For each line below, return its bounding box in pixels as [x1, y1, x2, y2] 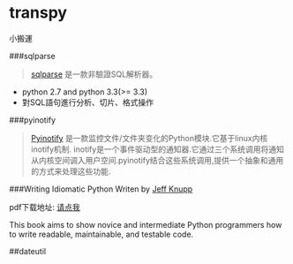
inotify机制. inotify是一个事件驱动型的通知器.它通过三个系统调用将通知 [30, 144, 284, 155]
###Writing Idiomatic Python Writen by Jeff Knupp [9, 184, 193, 194]
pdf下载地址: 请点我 [9, 201, 81, 212]
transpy [9, 3, 68, 23]
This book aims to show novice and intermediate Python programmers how [9, 219, 282, 230]
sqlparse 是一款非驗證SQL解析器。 [30, 69, 158, 79]
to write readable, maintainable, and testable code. [9, 229, 194, 239]
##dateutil [9, 245, 47, 256]
